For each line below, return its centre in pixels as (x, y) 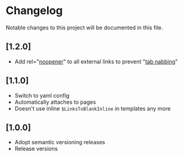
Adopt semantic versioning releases (60, 142)
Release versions (36, 149)
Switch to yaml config (42, 95)
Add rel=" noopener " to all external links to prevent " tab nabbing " (96, 61)
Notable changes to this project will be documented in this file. (84, 27)
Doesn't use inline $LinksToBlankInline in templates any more (93, 108)
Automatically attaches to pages (55, 102)
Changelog (34, 11)
